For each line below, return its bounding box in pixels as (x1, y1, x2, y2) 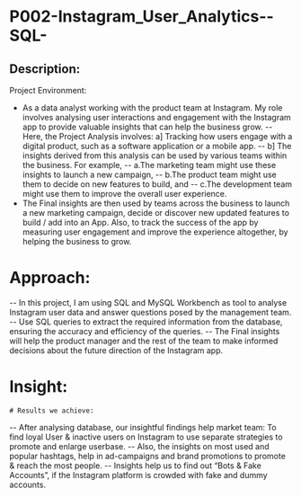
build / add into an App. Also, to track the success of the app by (22, 217, 259, 227)
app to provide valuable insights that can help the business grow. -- (22, 121, 273, 132)
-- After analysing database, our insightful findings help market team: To (9, 422, 277, 432)
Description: (9, 61, 81, 76)
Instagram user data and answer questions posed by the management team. (9, 306, 292, 317)
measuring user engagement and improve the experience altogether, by (22, 226, 289, 237)
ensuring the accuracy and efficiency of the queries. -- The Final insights (9, 325, 280, 336)
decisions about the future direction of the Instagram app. (9, 344, 224, 356)
